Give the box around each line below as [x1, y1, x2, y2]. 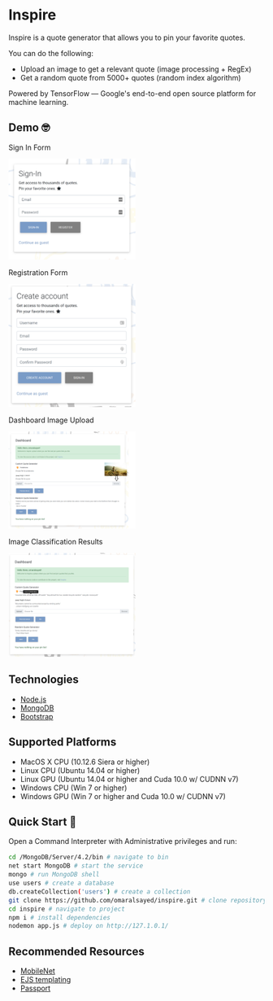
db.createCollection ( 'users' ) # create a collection [8, 887, 191, 896]
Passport [19, 983, 51, 994]
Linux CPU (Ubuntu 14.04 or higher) [19, 765, 141, 775]
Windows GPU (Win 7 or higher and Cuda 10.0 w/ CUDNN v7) [19, 791, 226, 801]
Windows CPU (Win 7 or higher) [19, 783, 128, 793]
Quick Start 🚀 [8, 815, 77, 828]
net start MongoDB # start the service [8, 862, 144, 870]
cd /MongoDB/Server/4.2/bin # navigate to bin [8, 853, 169, 862]
